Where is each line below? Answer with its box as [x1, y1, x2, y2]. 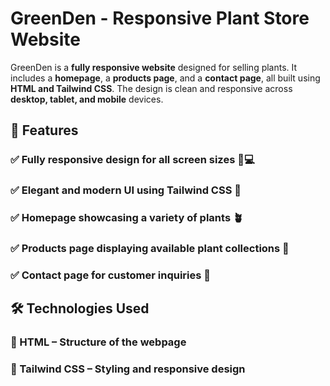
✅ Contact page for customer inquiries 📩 [10, 268, 212, 282]
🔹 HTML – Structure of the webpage [10, 335, 187, 349]
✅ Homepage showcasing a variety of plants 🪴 [10, 211, 244, 225]
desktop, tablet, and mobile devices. [10, 93, 164, 105]
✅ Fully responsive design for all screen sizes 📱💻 [10, 153, 255, 167]
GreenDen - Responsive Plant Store [10, 7, 310, 30]
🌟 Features [10, 122, 79, 139]
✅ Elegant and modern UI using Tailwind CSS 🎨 [10, 183, 242, 197]
